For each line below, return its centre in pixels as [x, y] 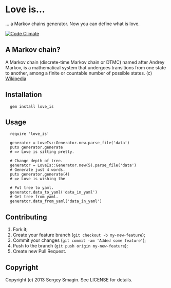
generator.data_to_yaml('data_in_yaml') [54, 193]
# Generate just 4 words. [38, 170]
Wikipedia [16, 79]
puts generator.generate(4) [40, 175]
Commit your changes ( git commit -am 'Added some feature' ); [79, 240]
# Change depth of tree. [36, 161]
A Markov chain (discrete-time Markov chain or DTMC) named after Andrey [85, 62]
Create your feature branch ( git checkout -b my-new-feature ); [79, 235]
